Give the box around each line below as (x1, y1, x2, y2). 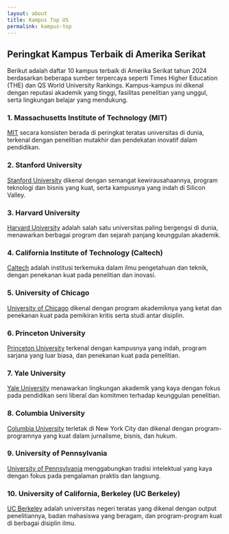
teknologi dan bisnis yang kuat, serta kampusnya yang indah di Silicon (7, 183, 206, 191)
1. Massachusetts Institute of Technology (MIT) (7, 113, 168, 122)
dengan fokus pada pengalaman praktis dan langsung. (7, 471, 161, 480)
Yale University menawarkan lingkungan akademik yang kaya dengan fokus (7, 384, 221, 392)
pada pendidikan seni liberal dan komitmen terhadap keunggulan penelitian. (7, 392, 221, 400)
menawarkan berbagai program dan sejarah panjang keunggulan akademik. (7, 231, 221, 239)
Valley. (7, 191, 26, 199)
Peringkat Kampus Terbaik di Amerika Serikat (7, 48, 206, 60)
